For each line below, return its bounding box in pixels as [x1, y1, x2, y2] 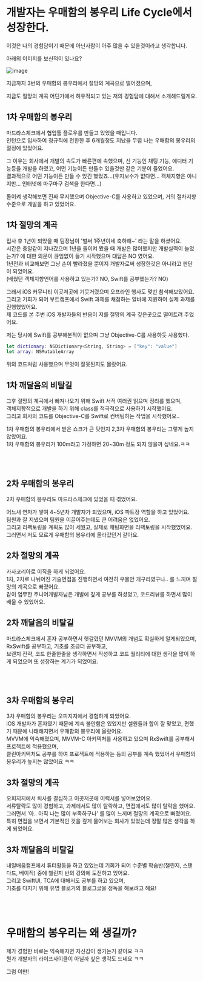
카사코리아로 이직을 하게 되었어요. [6, 568, 86, 575]
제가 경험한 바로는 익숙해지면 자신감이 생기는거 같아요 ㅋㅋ [6, 947, 144, 954]
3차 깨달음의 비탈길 [6, 844, 75, 855]
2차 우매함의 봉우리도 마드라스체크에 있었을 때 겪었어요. [6, 495, 138, 502]
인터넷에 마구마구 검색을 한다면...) [22, 180, 102, 187]
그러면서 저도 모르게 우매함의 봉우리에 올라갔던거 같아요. [6, 531, 139, 538]
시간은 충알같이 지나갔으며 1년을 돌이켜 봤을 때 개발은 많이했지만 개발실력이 [6, 244, 184, 252]
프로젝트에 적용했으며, [6, 743, 59, 750]
